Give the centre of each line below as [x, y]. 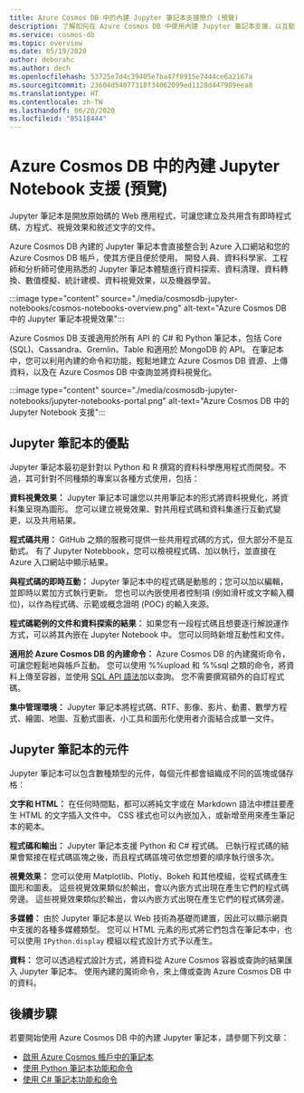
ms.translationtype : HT [54, 93]
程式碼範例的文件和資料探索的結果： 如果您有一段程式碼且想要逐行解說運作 [149, 623]
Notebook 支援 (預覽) [89, 189]
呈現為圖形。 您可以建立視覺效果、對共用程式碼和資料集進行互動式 [149, 509]
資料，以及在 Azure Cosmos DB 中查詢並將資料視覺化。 [113, 372]
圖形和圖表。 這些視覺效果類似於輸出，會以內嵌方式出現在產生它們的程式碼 [149, 887]
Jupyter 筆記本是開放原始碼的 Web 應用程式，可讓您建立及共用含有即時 [142, 216]
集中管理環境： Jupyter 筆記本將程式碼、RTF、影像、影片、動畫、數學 [140, 706]
